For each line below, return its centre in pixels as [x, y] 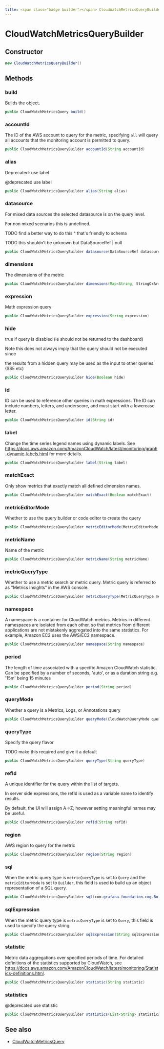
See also [18, 1030]
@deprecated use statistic [31, 1005]
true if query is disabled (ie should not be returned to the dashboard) [74, 339]
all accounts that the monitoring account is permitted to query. [68, 140]
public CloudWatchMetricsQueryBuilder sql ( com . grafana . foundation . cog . [79, 897]
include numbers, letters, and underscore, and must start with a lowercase [80, 406]
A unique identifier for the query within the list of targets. [62, 784]
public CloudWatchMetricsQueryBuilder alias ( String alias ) [66, 191]
